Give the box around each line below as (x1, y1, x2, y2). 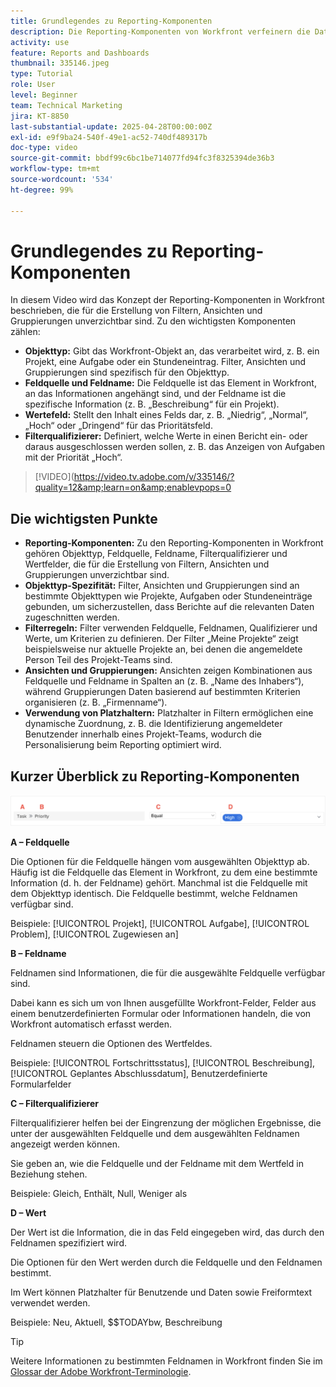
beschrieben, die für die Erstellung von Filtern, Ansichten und (10, 305, 263, 317)
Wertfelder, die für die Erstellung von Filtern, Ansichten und (24, 558, 270, 570)
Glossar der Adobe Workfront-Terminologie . (10, 1365, 192, 1377)
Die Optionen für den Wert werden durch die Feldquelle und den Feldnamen (10, 1256, 323, 1268)
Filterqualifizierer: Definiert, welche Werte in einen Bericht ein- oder (24, 430, 308, 442)
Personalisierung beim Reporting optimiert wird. (24, 739, 222, 751)
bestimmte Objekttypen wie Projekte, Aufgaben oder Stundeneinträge (24, 590, 313, 602)
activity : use (10, 37, 70, 47)
